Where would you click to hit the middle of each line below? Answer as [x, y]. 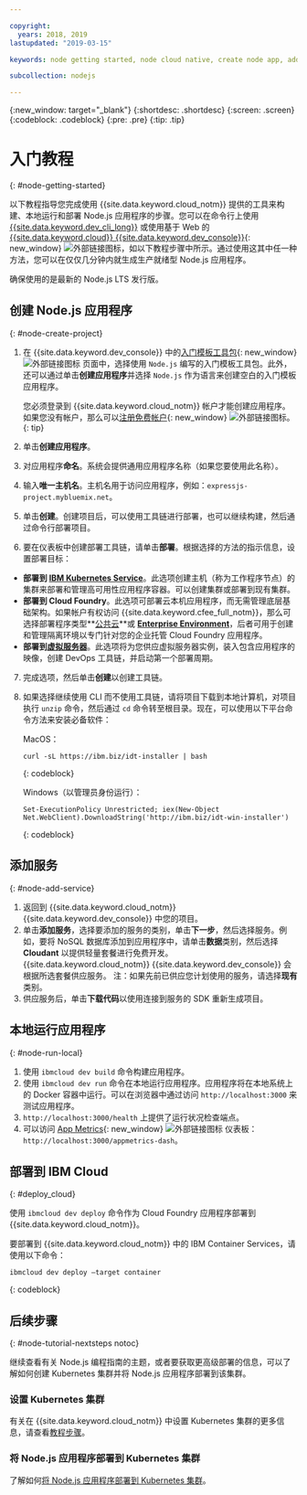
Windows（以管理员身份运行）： [82, 792]
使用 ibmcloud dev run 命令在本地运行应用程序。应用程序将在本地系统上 [158, 1083]
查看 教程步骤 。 [61, 1433]
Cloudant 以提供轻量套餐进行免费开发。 [98, 953]
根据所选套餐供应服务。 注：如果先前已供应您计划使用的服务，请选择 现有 [160, 976]
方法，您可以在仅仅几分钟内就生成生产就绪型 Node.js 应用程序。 [130, 260]
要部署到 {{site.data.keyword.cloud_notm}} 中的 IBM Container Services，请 [153, 1244]
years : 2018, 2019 [53, 34]
